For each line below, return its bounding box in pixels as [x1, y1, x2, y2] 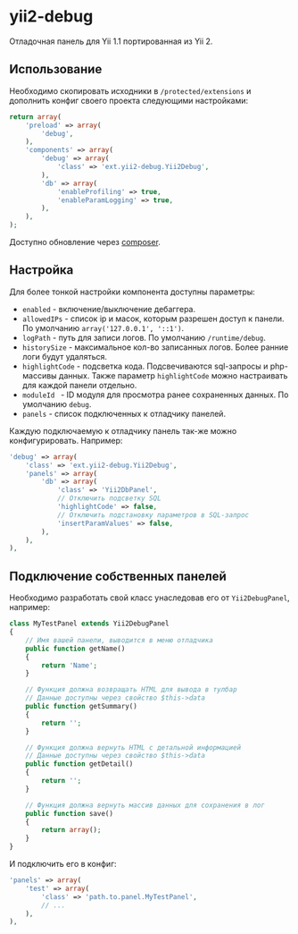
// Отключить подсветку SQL [56, 494, 162, 503]
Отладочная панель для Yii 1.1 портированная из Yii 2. [9, 36, 213, 47]
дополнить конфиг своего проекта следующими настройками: [9, 95, 249, 106]
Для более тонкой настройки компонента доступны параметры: [9, 286, 256, 297]
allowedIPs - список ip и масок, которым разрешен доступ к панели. [21, 313, 285, 324]
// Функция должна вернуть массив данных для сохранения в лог [25, 801, 266, 810]
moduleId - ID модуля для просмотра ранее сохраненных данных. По [21, 389, 289, 400]
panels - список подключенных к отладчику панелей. [21, 408, 226, 419]
